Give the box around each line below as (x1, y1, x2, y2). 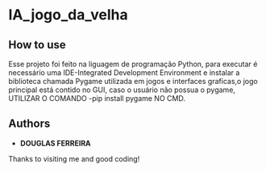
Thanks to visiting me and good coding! (8, 153, 140, 163)
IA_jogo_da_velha (8, 6, 129, 24)
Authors (8, 117, 51, 131)
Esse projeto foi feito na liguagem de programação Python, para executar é (8, 59, 258, 69)
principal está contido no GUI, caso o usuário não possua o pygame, (8, 85, 236, 94)
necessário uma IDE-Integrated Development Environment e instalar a (8, 68, 240, 78)
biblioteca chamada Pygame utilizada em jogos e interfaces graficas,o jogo (8, 77, 258, 86)
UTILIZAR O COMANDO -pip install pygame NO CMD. (8, 94, 185, 103)
